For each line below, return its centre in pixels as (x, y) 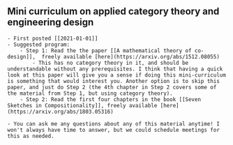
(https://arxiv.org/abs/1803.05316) (60, 112)
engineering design (51, 23)
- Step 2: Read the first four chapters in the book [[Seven (110, 99)
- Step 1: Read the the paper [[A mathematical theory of (106, 51)
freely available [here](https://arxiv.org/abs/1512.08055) (130, 56)
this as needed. (31, 136)
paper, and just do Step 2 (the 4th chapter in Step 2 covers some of (112, 87)
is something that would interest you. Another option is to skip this (113, 81)
